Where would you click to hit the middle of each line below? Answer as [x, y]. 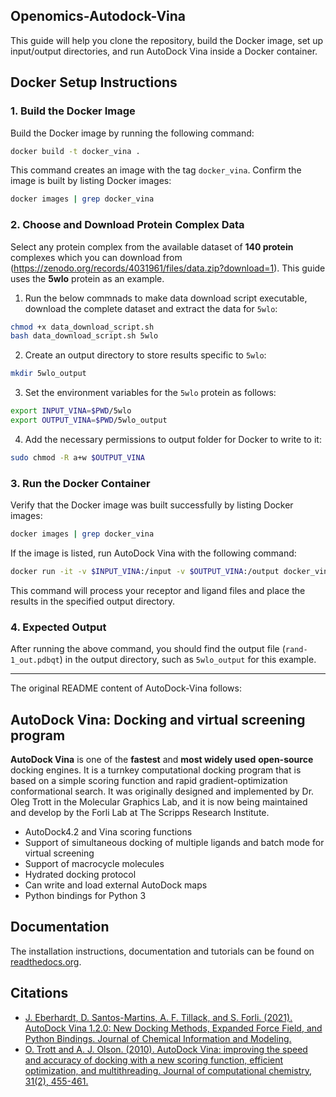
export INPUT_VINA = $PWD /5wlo [71, 411]
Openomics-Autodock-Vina [98, 16]
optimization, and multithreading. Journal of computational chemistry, [168, 1070]
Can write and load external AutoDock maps [116, 885]
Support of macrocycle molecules [94, 863]
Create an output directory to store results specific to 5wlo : [145, 355]
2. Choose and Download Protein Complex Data [127, 225]
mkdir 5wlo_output [48, 374]
